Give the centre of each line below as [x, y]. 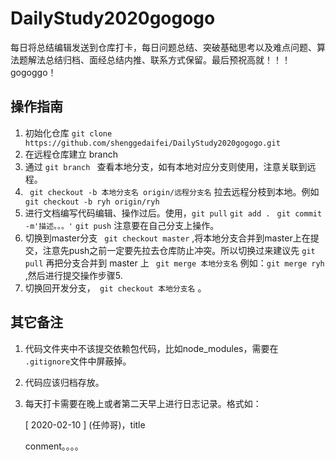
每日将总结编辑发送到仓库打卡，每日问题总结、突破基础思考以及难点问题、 [163, 47]
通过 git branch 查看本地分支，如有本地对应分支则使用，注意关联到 [166, 166]
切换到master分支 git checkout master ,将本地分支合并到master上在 [167, 238]
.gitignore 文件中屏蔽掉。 [78, 361]
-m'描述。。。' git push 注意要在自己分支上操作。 [122, 225]
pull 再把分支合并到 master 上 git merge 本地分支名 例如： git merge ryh [174, 263]
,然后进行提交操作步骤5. [73, 275]
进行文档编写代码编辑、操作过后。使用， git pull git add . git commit [173, 213]
